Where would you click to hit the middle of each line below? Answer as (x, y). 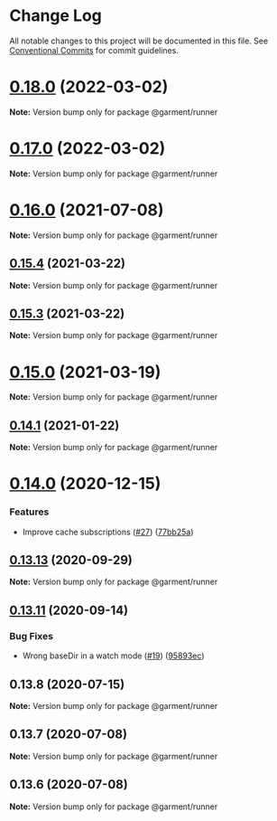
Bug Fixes (32, 636)
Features (29, 512)
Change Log (55, 16)
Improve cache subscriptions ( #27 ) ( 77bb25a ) (108, 532)
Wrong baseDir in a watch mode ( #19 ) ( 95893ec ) (113, 656)
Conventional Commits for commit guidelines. (94, 50)
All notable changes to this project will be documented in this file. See (139, 41)
